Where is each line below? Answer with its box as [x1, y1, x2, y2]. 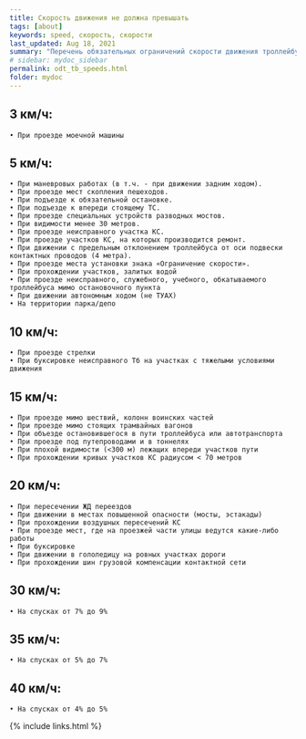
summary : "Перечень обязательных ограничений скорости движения [9, 47, 259, 57]
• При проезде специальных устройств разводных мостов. [9, 212, 226, 221]
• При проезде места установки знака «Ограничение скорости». [9, 259, 250, 269]
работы [9, 534, 35, 543]
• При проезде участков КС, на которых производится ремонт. [9, 235, 247, 245]
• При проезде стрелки [9, 349, 96, 358]
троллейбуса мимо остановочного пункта [9, 284, 161, 293]
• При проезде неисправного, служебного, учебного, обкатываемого [9, 276, 267, 285]
